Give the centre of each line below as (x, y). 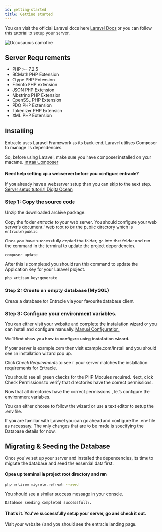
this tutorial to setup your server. (37, 33)
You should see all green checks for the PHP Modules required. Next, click (79, 377)
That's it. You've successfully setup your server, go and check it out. (76, 513)
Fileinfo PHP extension (35, 85)
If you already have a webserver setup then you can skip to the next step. (78, 184)
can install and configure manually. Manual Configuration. (62, 329)
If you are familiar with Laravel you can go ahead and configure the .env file (80, 420)
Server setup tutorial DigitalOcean (39, 189)
